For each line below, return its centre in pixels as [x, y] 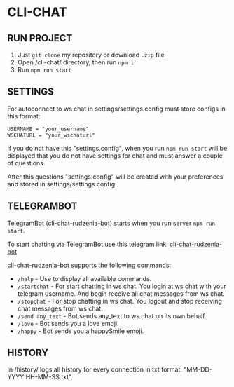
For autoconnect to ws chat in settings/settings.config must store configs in [116, 109]
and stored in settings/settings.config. [62, 184]
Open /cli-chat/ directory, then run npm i [76, 62]
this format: [24, 116]
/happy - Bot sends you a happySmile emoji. [81, 331]
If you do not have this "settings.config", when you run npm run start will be [117, 148]
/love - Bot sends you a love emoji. [68, 323]
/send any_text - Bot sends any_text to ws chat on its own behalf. [112, 315]
